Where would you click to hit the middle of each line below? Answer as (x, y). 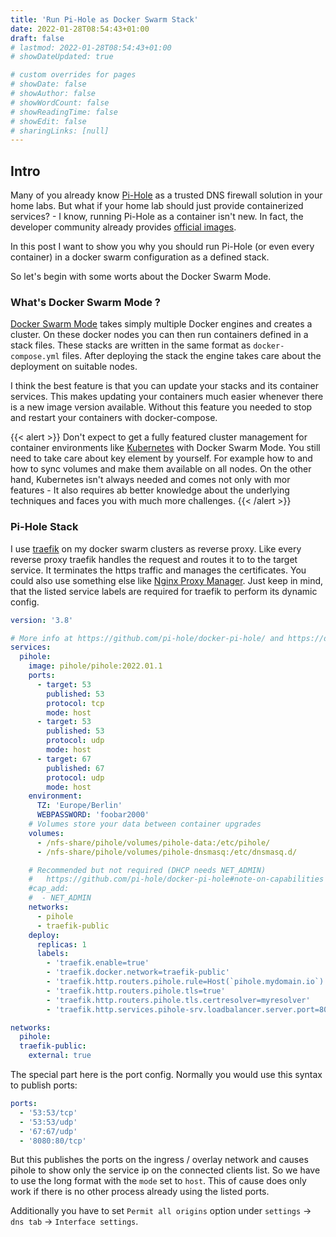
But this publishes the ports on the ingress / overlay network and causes (159, 1160)
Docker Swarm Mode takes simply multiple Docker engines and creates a (161, 324)
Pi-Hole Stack (44, 527)
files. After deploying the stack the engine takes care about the (191, 356)
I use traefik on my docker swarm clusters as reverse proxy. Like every (156, 548)
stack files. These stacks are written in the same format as (131, 345)
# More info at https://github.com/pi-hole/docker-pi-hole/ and (147, 638)
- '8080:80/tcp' (53, 1141)
